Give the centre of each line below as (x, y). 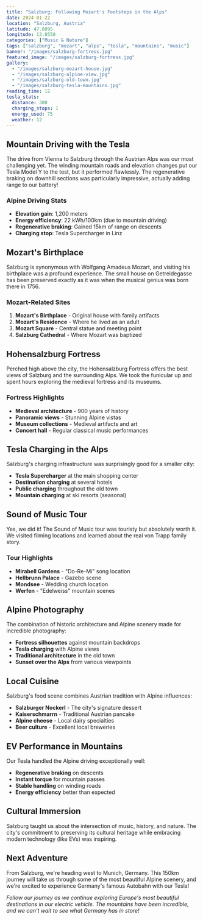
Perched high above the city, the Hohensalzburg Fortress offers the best (97, 369)
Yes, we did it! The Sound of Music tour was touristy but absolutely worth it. (101, 529)
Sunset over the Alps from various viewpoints (73, 662)
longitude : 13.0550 (31, 35)
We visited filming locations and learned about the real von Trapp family (97, 536)
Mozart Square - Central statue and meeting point (78, 328)
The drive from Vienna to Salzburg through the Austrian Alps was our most (100, 159)
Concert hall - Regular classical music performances (82, 430)
